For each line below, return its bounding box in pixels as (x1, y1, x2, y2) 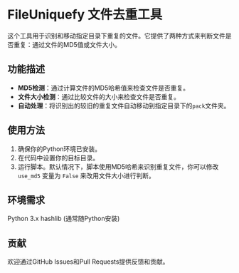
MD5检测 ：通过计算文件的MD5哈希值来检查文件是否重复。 (17, 83, 190, 92)
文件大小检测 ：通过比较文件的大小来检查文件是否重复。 (17, 92, 180, 101)
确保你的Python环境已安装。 (17, 144, 102, 153)
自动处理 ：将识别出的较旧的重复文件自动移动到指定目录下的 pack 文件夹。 (17, 101, 230, 110)
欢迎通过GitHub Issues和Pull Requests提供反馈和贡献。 (7, 257, 169, 266)
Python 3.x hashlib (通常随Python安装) (7, 215, 120, 223)
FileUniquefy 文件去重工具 (7, 6, 163, 23)
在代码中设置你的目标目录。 (17, 153, 100, 162)
